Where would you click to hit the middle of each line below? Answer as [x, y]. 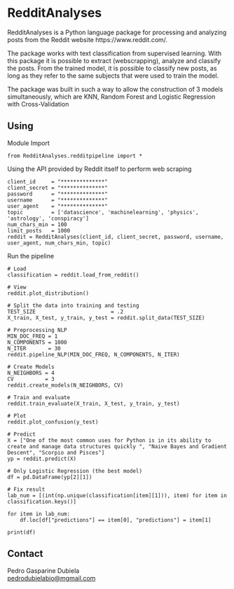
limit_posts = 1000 [39, 230]
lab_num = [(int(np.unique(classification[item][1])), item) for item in [117, 495]
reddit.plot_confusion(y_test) [53, 422]
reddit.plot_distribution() [48, 293]
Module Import [29, 143]
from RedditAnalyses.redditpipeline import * [75, 155]
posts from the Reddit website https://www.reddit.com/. [88, 39]
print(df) [22, 532]
